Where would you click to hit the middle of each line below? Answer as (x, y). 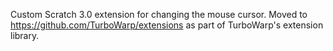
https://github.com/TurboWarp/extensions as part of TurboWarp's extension (167, 25)
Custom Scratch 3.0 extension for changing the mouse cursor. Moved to (159, 14)
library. (25, 35)
